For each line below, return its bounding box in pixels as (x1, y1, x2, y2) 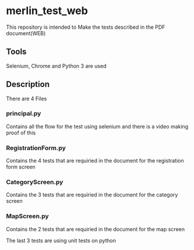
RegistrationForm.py (6, 144, 66, 152)
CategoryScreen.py (6, 178, 63, 186)
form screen (6, 163, 36, 171)
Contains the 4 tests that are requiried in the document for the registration (6, 157, 184, 164)
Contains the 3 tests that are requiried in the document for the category (6, 191, 178, 198)
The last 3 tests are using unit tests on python (6, 237, 116, 244)
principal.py (6, 110, 41, 118)
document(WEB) (6, 29, 46, 36)
